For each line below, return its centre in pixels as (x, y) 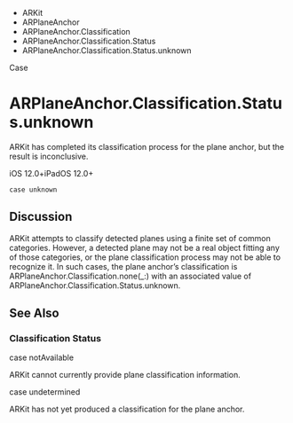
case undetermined (45, 392)
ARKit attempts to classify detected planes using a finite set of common (140, 238)
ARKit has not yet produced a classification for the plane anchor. (127, 409)
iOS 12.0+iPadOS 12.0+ (51, 173)
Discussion (41, 217)
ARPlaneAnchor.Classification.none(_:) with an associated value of (130, 276)
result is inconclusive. (49, 156)
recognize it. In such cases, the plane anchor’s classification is (123, 266)
